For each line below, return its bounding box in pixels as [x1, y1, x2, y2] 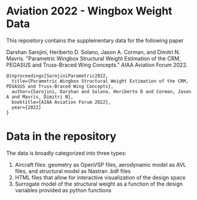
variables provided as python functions [14, 186, 112, 193]
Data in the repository [6, 130, 117, 144]
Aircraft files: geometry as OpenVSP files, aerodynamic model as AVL [14, 161, 187, 168]
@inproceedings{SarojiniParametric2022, [6, 73, 109, 79]
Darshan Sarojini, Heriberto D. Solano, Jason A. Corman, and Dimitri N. [6, 48, 181, 55]
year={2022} [11, 104, 42, 111]
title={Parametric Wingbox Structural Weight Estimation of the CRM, [11, 78, 189, 84]
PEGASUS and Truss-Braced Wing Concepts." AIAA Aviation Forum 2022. [6, 61, 188, 68]
